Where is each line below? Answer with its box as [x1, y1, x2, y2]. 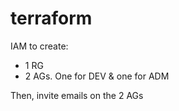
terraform [10, 7, 93, 30]
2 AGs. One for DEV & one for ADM [24, 70, 170, 82]
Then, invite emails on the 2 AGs [10, 89, 144, 101]
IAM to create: [10, 40, 69, 52]
